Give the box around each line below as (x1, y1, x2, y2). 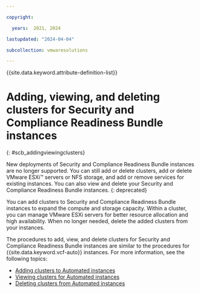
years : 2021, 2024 (12, 25, 61, 31)
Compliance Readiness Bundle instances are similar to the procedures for (6, 242, 190, 249)
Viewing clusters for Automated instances (15, 274, 120, 281)
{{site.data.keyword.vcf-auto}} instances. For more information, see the (6, 249, 185, 256)
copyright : (6, 14, 34, 20)
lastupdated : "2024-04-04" (6, 36, 75, 42)
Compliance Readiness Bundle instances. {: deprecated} (6, 186, 147, 194)
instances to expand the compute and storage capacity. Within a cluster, (6, 204, 187, 212)
